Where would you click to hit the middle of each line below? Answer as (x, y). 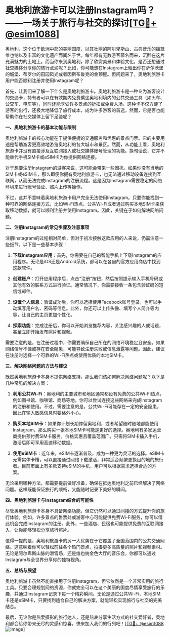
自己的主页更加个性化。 (50, 314)
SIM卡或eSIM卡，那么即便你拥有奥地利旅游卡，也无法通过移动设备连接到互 (83, 174)
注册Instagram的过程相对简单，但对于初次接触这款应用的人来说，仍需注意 (82, 238)
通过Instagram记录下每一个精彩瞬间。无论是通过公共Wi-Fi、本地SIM (90, 593)
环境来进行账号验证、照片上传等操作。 (45, 187)
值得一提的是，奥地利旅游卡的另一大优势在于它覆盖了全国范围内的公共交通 (83, 540)
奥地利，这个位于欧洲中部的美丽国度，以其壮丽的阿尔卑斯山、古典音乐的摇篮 (85, 49)
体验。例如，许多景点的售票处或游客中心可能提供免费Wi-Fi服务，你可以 (84, 517)
